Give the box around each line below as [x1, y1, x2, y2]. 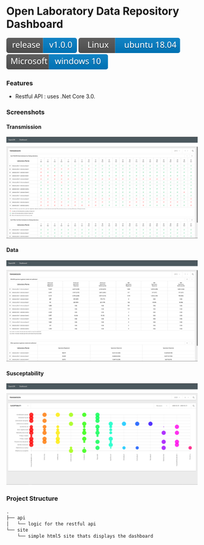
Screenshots [6, 108, 45, 116]
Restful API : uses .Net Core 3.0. [15, 93, 96, 100]
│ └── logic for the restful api [6, 521, 97, 527]
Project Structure [6, 494, 58, 502]
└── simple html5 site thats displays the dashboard [17, 533, 154, 539]
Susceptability [6, 369, 44, 377]
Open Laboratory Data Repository [6, 4, 180, 18]
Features [6, 79, 33, 87]
